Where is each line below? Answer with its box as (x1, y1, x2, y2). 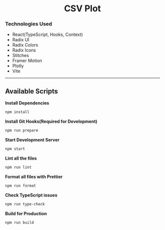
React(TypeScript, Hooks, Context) (12, 31, 83, 37)
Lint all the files (5, 155, 37, 161)
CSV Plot (64, 3, 101, 14)
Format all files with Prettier (5, 173, 63, 179)
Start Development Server (5, 137, 60, 143)
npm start (5, 146, 26, 151)
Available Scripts (5, 87, 58, 95)
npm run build (5, 220, 34, 225)
